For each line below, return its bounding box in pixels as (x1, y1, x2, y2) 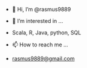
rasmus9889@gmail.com (11, 55, 75, 62)
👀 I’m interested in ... (11, 17, 63, 24)
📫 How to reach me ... (11, 41, 68, 48)
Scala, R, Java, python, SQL (11, 29, 82, 36)
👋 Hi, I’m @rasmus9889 (11, 6, 71, 13)
